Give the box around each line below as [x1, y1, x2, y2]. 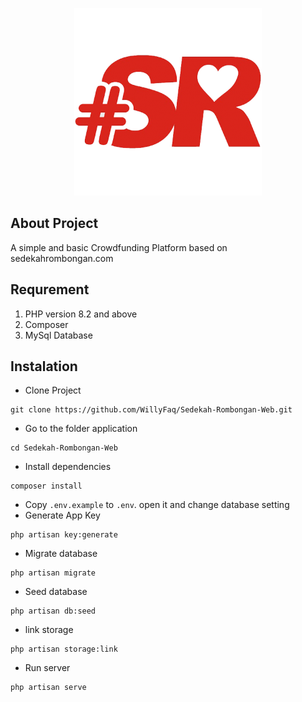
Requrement [10, 281, 90, 298]
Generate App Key [24, 509, 101, 522]
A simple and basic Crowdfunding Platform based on [10, 241, 228, 253]
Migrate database [24, 548, 98, 560]
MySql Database [24, 329, 93, 341]
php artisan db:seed [10, 606, 97, 617]
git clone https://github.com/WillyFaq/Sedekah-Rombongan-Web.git [10, 405, 293, 415]
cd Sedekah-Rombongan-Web [10, 443, 118, 453]
